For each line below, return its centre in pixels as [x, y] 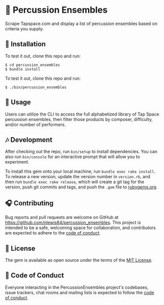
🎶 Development [29, 140]
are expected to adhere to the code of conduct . [53, 233]
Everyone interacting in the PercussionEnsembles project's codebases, [77, 287]
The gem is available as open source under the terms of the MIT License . [79, 260]
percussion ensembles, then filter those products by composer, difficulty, [79, 119]
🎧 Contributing [29, 203]
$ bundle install [23, 69]
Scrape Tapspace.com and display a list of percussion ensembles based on [81, 23]
